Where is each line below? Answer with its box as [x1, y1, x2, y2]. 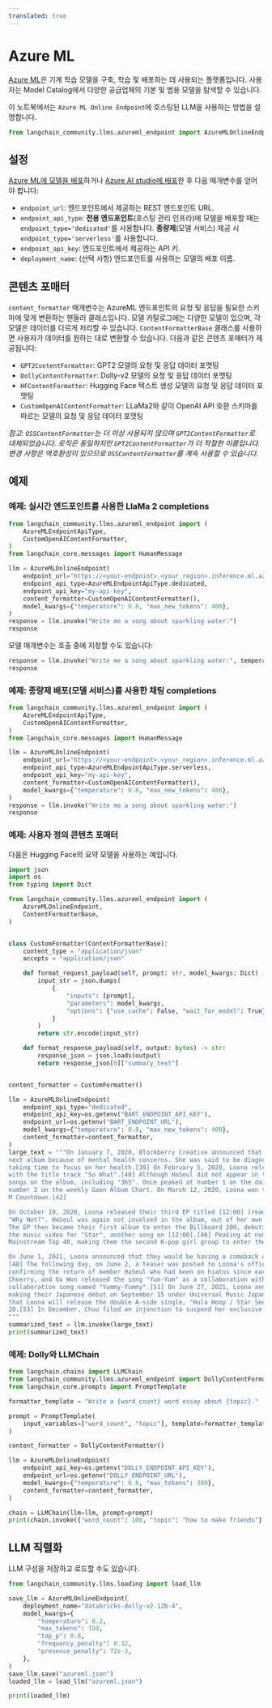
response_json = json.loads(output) [37, 1052, 161, 1060]
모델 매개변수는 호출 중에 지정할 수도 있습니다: [8, 641, 154, 650]
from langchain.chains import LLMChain [8, 1368, 143, 1376]
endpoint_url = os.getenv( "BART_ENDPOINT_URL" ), [23, 1118, 183, 1126]
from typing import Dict [8, 881, 92, 889]
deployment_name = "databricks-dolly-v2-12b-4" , [23, 1602, 183, 1610]
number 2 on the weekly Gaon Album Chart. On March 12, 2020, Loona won [8, 1186, 259, 1194]
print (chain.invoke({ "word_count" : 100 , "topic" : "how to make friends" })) [8, 1516, 270, 1524]
